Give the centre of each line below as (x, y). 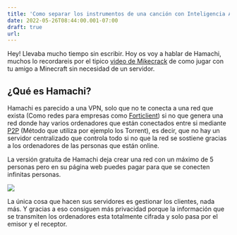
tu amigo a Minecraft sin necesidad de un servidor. (81, 69)
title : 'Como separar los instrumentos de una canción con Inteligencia (116, 14)
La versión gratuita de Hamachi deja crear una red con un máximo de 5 (110, 159)
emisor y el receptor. (37, 224)
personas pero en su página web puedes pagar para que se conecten (109, 167)
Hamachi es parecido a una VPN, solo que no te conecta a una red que (110, 108)
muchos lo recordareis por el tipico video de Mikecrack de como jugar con (116, 62)
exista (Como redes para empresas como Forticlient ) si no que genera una (115, 116)
